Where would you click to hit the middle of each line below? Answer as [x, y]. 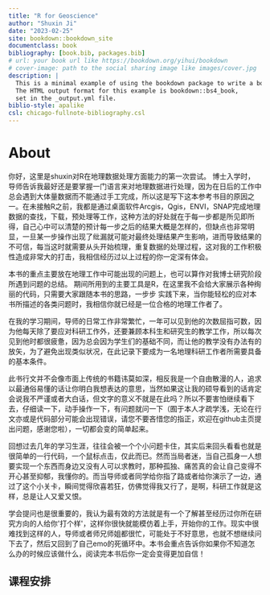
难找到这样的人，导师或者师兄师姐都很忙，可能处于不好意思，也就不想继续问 [135, 533]
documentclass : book [43, 46]
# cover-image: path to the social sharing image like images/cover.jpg [133, 68]
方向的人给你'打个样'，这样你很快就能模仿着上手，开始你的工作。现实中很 [137, 523]
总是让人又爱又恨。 [54, 496]
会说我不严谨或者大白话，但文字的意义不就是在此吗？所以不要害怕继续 [125, 399]
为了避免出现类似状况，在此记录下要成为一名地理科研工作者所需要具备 [145, 351]
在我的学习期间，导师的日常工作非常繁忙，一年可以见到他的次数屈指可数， [131, 321]
